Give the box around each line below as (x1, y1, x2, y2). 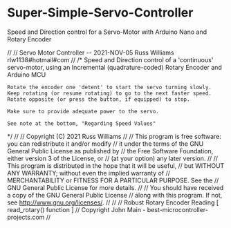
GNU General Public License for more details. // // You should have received (7, 183, 224, 191)
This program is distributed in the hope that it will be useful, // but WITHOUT (7, 161, 225, 170)
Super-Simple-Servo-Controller (7, 5, 194, 21)
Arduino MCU (7, 70, 46, 79)
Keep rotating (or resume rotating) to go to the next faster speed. (7, 90, 212, 97)
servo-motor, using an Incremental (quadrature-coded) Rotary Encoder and (7, 63, 223, 71)
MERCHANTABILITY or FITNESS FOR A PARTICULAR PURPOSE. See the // (7, 176, 219, 184)
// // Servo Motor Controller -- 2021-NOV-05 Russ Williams (7, 48, 174, 57)
